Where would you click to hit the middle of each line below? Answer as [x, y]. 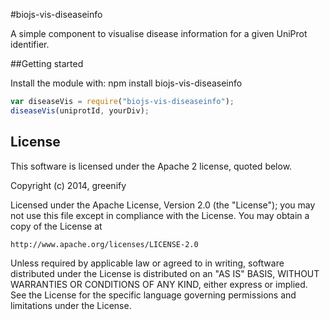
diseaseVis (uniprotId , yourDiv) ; [80, 110]
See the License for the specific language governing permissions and [153, 295]
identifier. [30, 44]
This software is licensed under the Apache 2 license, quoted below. [151, 166]
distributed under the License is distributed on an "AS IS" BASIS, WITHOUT [165, 273]
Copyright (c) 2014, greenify [68, 185]
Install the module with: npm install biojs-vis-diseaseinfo [126, 83]
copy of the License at [56, 226]
